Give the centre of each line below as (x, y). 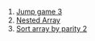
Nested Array (38, 20)
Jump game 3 (39, 12)
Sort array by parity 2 (51, 29)
